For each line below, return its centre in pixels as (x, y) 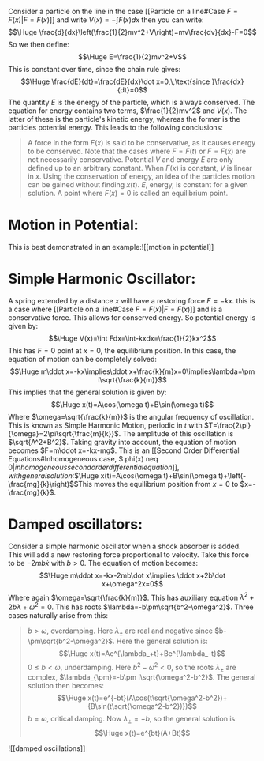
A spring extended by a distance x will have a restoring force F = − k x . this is (132, 300)
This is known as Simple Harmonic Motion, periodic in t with (105, 425)
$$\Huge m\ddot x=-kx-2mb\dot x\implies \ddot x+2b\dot (132, 575)
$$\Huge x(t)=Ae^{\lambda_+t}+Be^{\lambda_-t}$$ (142, 653)
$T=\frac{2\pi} (227, 425)
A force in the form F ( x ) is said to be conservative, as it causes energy (141, 143)
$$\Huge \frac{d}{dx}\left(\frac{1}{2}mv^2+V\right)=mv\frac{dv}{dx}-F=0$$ (132, 32)
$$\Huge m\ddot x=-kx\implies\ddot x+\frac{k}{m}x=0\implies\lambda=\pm (132, 371)
